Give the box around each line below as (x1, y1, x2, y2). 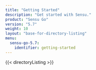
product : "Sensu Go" (5, 17, 49, 22)
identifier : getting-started (14, 45, 76, 50)
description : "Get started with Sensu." (5, 12, 92, 17)
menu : (5, 36, 17, 41)
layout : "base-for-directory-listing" (5, 31, 87, 36)
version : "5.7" (5, 21, 37, 27)
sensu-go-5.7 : (10, 41, 39, 46)
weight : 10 (5, 26, 28, 31)
